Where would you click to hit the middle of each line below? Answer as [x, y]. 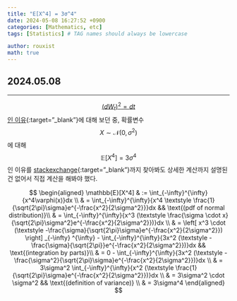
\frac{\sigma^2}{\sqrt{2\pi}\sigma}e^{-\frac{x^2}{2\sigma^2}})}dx [110, 260]
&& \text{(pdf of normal [191, 207]
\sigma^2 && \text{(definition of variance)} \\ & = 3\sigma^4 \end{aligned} [119, 283]
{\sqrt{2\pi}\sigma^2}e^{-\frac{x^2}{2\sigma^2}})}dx [88, 223]
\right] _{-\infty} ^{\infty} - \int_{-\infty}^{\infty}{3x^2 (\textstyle [116, 237]
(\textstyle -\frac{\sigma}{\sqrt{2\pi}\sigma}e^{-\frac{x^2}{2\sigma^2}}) [119, 230]
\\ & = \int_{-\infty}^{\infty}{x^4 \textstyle [133, 200]
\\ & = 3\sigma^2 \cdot [192, 275]
